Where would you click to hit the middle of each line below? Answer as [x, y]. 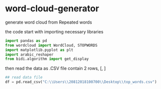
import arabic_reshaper [29, 55]
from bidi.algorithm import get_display [47, 59]
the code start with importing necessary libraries [54, 31]
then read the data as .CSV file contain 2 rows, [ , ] [55, 68]
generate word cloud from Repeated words [49, 22]
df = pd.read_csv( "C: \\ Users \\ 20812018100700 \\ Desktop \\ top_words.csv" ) [81, 82]
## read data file [24, 77]
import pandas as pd [26, 41]
